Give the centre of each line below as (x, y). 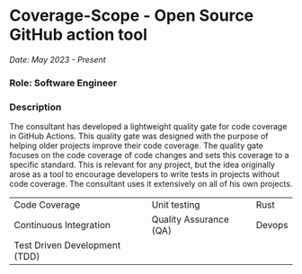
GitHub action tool (79, 35)
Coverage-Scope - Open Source (132, 16)
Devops (272, 225)
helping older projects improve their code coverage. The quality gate (136, 146)
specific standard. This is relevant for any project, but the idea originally (142, 165)
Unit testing (176, 205)
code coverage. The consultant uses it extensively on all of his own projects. (151, 184)
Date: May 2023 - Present (58, 59)
